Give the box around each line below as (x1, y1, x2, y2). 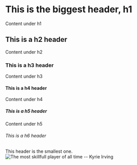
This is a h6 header (5, 132, 47, 138)
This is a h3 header (5, 61, 54, 68)
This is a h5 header (5, 108, 47, 114)
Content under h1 (5, 20, 42, 27)
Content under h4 (5, 96, 43, 103)
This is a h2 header (5, 35, 68, 44)
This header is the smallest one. (5, 148, 73, 154)
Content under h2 (5, 49, 43, 55)
